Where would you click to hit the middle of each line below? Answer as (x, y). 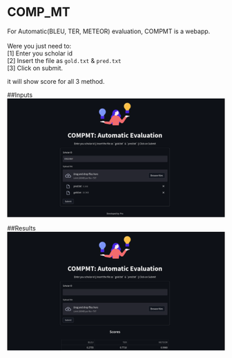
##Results (21, 229)
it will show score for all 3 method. (56, 81)
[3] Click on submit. (35, 68)
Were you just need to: (39, 46)
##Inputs (20, 95)
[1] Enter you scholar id (40, 53)
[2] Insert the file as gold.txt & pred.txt (64, 60)
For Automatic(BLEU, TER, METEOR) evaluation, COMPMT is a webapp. (109, 31)
